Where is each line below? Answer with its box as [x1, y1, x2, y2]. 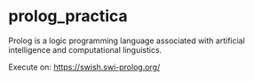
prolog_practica [8, 6, 128, 26]
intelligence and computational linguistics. [8, 44, 163, 55]
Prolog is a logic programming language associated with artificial [8, 35, 245, 46]
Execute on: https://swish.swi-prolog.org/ [8, 62, 161, 72]
